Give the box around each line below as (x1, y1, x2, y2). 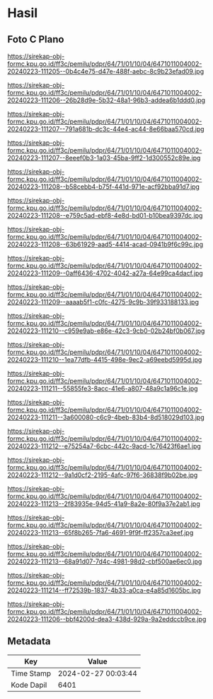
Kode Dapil (11, 680, 47, 690)
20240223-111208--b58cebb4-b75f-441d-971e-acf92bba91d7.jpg (7, 182, 200, 191)
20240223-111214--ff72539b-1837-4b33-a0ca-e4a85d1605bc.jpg (7, 586, 202, 594)
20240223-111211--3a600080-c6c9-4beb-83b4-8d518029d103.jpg (7, 413, 205, 422)
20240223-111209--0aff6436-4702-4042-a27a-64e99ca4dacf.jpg (7, 269, 203, 277)
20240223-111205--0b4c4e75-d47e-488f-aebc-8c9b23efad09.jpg (7, 67, 205, 75)
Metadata (7, 635, 51, 647)
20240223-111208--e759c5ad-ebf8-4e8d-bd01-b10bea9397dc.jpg (7, 211, 203, 219)
